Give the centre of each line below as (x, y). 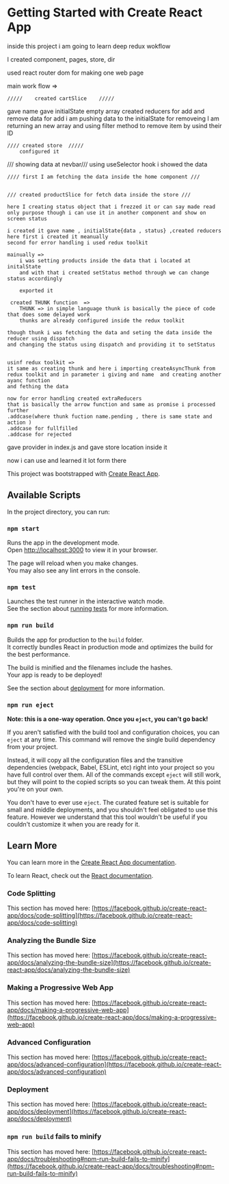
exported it (36, 290)
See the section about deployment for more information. (86, 688)
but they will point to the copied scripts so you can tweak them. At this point (114, 781)
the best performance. (39, 654)
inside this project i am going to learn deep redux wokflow (89, 46)
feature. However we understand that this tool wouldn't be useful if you (107, 817)
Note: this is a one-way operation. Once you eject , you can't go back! (108, 719)
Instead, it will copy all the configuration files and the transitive (95, 760)
